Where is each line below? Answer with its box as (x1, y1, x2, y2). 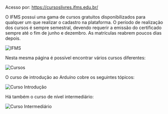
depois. (5, 35, 21, 41)
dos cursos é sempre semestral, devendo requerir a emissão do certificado (5, 25, 162, 31)
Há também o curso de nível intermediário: (5, 94, 94, 99)
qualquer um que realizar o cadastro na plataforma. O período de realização (5, 20, 163, 25)
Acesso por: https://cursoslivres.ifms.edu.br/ (5, 5, 98, 10)
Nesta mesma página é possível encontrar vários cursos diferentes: (5, 55, 146, 61)
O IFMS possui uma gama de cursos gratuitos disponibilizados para (5, 14, 146, 20)
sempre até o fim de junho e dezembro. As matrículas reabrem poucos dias (5, 30, 162, 36)
